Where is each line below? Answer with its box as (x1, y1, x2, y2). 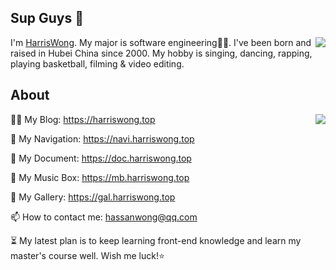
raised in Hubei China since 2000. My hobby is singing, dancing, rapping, (10, 47, 313, 59)
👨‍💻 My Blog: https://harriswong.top (10, 113, 156, 125)
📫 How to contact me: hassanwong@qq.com (10, 211, 198, 223)
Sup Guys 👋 (10, 10, 85, 27)
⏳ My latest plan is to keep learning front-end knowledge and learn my (10, 234, 302, 246)
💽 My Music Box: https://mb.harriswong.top (10, 171, 190, 183)
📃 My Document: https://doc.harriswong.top (10, 152, 192, 164)
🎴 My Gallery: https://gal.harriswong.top (10, 191, 176, 203)
